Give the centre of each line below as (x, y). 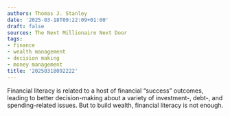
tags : (15, 39)
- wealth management (37, 52)
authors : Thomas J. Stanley (47, 13)
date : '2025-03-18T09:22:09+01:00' (58, 20)
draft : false (26, 26)
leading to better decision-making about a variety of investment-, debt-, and (115, 97)
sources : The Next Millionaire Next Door (67, 33)
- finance (21, 45)
